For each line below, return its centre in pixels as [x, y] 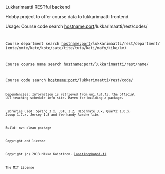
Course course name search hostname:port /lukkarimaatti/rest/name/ [77, 64]
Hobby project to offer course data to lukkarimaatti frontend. [68, 17]
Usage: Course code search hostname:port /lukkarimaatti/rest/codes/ [76, 26]
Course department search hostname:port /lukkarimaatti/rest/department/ [83, 44]
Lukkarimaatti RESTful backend [38, 7]
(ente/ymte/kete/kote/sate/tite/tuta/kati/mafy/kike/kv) [66, 48]
